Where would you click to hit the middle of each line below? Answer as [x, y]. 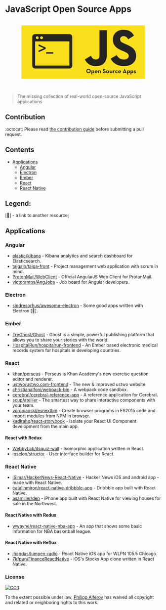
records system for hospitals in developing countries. [66, 350]
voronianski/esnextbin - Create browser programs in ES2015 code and [84, 410]
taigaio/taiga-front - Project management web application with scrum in [85, 266]
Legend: [18, 203]
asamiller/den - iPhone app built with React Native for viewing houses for [86, 498]
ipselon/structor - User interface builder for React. [63, 454]
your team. [23, 405]
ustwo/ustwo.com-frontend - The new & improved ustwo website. [79, 384]
